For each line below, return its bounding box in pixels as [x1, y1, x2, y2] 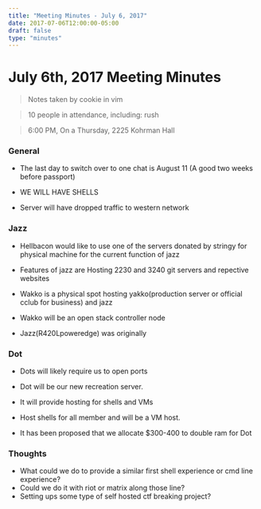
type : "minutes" [8, 34, 62, 42]
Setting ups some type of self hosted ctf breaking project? [19, 491, 212, 501]
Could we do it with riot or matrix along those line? [19, 483, 185, 493]
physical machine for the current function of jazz [19, 249, 181, 259]
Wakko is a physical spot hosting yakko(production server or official [19, 289, 243, 298]
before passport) [19, 172, 76, 182]
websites [19, 273, 50, 283]
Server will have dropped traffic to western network [19, 203, 189, 212]
